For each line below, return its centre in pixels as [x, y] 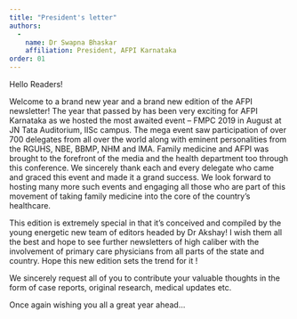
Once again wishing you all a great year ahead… [97, 305]
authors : [25, 26]
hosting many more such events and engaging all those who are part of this [148, 187]
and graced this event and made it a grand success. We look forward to [140, 177]
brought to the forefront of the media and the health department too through [149, 158]
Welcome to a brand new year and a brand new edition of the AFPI [131, 102]
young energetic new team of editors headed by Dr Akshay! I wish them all [146, 232]
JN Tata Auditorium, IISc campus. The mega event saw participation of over [148, 130]
